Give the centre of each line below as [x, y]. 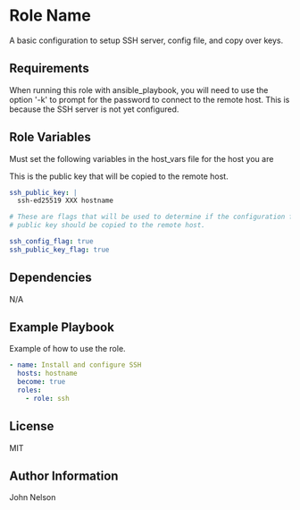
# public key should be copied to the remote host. [107, 225]
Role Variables [50, 137]
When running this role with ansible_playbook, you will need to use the [139, 89]
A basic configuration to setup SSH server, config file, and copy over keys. [146, 40]
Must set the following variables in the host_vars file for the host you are [142, 158]
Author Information [64, 476]
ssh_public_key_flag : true [59, 250]
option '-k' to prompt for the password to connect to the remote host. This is [150, 99]
